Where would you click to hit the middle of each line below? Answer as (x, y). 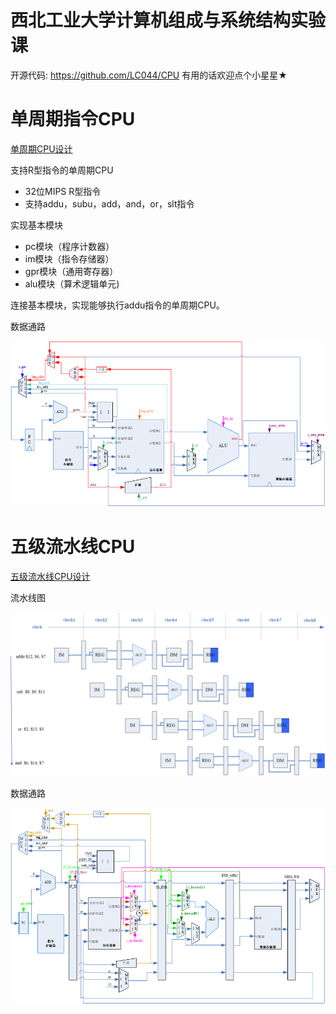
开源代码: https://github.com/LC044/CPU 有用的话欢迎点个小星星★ (149, 75)
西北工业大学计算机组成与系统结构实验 (168, 20)
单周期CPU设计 (41, 148)
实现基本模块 (36, 225)
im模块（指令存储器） (69, 258)
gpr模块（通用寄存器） (71, 271)
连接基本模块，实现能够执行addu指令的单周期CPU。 (117, 305)
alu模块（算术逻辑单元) (72, 283)
